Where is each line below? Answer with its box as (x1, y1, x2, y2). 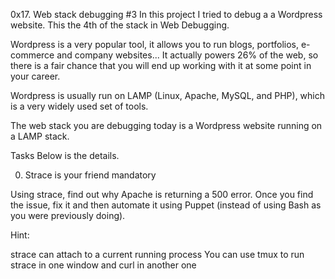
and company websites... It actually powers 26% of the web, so (56, 49, 319, 61)
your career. (10, 70, 61, 82)
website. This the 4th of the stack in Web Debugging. (10, 19, 230, 31)
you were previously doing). (10, 210, 126, 221)
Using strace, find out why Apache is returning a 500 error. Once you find (10, 189, 314, 200)
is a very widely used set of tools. (10, 100, 149, 112)
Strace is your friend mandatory (24, 169, 157, 181)
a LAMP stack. (10, 130, 70, 142)
